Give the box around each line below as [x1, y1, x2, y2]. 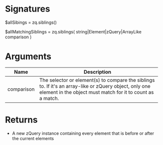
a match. [39, 95, 59, 101]
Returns [5, 114, 38, 126]
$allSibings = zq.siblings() [5, 19, 57, 25]
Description [83, 68, 112, 75]
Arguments [5, 51, 52, 62]
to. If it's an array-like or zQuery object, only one [39, 82, 151, 89]
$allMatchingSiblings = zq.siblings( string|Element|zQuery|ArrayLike [5, 29, 142, 34]
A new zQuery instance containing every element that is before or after [12, 130, 154, 136]
